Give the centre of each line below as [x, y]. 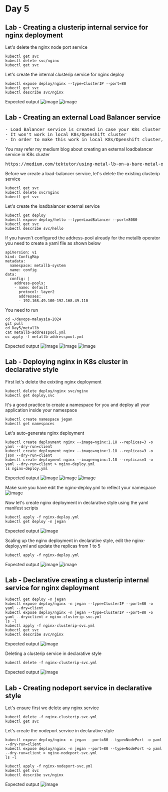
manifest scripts [22, 508]
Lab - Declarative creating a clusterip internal [77, 580]
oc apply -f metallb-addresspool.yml [44, 337]
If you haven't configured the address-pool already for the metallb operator [83, 238]
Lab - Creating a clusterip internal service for [77, 27]
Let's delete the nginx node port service [46, 47]
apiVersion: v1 [21, 252]
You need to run [22, 310]
